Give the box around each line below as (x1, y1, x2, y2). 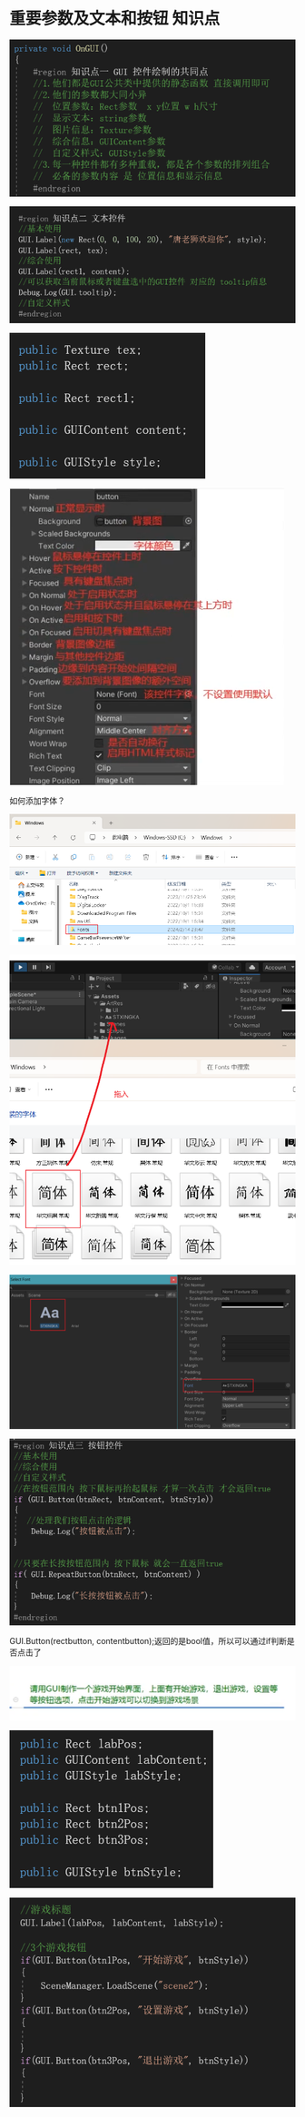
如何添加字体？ (9, 795, 65, 806)
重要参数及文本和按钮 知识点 (9, 8, 221, 29)
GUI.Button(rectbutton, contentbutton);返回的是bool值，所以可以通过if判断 (9, 1636, 288, 1647)
